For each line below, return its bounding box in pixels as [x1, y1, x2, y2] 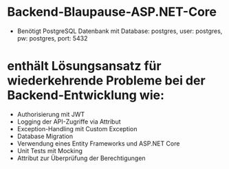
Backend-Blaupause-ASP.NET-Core [7, 4, 217, 20]
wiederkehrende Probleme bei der [7, 73, 206, 89]
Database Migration [17, 132, 74, 140]
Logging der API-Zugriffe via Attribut [17, 117, 122, 126]
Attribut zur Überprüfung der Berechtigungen [17, 154, 146, 162]
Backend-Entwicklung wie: [7, 87, 165, 103]
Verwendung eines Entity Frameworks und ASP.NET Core [17, 139, 180, 148]
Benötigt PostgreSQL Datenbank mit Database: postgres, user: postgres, [17, 27, 223, 35]
